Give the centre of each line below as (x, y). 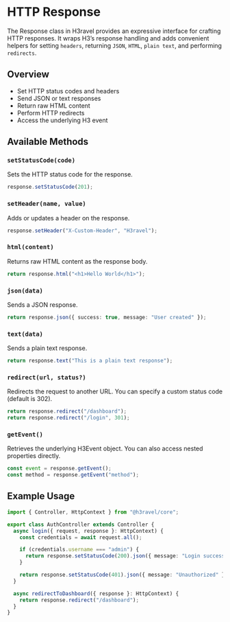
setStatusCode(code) (41, 161)
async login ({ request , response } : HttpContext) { (89, 531)
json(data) (25, 290)
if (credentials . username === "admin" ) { (79, 550)
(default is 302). (30, 399)
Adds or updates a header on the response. (68, 218)
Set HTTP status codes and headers (68, 91)
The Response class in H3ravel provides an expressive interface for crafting (114, 31)
